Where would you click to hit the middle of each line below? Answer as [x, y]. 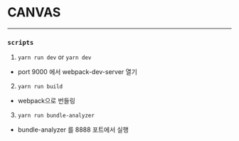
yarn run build [40, 87]
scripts [21, 42]
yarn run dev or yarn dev [54, 57]
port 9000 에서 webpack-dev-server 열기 [77, 72]
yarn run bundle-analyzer [56, 116]
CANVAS [34, 12]
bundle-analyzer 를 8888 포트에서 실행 [73, 130]
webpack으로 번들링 [47, 101]
